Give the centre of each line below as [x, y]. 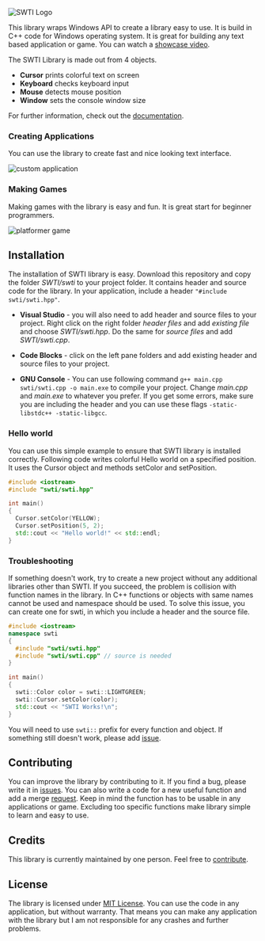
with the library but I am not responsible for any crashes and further [119, 920]
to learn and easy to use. [49, 815]
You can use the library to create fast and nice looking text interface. [120, 154]
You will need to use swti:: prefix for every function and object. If [115, 730]
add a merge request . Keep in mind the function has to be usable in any [125, 798]
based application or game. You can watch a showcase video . [109, 44]
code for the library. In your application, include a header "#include [118, 291]
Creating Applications [51, 136]
